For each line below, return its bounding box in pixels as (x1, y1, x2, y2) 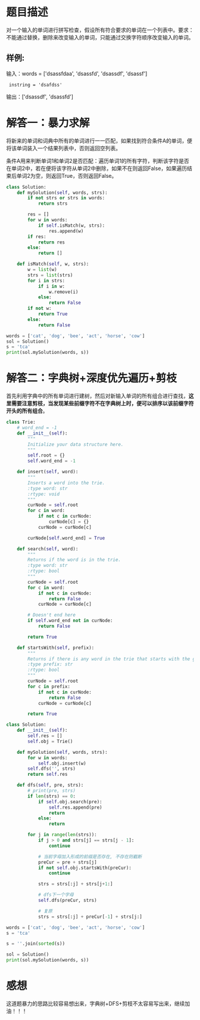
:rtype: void (27, 491, 60, 497)
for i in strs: (27, 278, 65, 283)
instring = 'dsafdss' (8, 82, 62, 88)
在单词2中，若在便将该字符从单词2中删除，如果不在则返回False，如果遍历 (6, 165, 187, 172)
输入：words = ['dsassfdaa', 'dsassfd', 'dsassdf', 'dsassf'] (6, 70, 148, 77)
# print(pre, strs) (27, 788, 76, 794)
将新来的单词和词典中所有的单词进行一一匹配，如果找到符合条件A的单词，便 (6, 137, 192, 144)
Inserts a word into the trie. (27, 480, 105, 486)
